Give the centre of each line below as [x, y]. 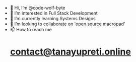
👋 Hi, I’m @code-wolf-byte [38, 8]
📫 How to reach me [31, 29]
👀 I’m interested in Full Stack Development [54, 13]
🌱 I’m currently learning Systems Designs [53, 18]
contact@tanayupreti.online [70, 52]
